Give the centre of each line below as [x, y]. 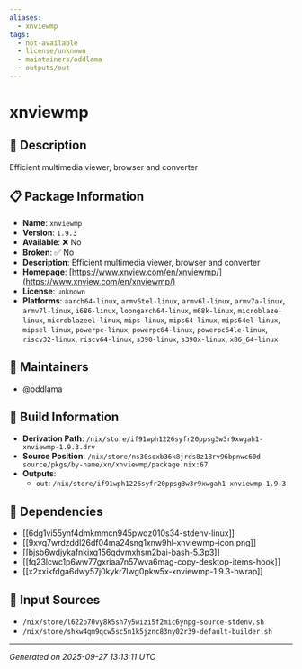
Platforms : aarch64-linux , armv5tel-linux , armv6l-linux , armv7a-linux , [154, 300]
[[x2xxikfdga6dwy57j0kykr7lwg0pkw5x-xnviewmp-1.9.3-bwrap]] [142, 572]
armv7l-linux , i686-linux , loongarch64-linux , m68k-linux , [129, 310]
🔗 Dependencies [56, 511]
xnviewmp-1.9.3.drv [59, 448]
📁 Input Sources [55, 600]
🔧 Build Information [64, 416]
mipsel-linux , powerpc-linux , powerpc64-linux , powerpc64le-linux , [145, 329]
